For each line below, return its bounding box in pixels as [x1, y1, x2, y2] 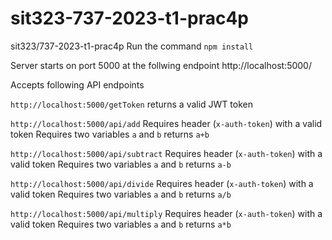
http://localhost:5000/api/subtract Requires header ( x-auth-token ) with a [10, 147, 323, 159]
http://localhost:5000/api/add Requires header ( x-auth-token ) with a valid [10, 117, 323, 129]
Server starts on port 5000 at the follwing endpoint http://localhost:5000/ [10, 59, 312, 71]
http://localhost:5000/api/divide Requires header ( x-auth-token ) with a [10, 177, 314, 189]
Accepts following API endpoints [10, 78, 145, 91]
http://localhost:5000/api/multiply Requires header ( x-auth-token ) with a [10, 207, 323, 219]
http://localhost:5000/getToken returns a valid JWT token [10, 98, 254, 110]
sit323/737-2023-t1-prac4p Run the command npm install [10, 40, 254, 52]
